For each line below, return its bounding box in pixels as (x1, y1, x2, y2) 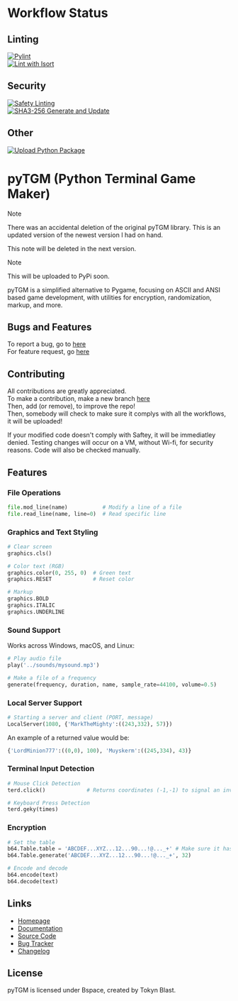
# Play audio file (7, 655, 62, 663)
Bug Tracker (17, 939, 54, 948)
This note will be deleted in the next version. (7, 244, 137, 253)
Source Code (17, 931, 57, 940)
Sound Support (7, 625, 61, 635)
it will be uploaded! (7, 417, 63, 426)
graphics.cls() (7, 550, 52, 557)
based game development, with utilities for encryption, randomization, (7, 293, 212, 302)
